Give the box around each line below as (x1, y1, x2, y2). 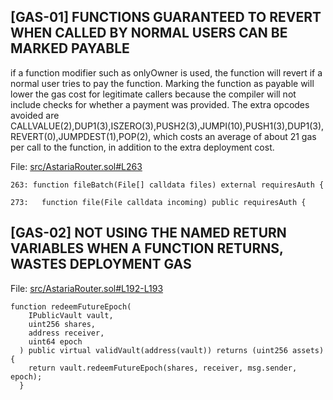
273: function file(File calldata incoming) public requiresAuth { (10, 197, 307, 207)
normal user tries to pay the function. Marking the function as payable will (10, 77, 315, 89)
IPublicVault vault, (28, 310, 114, 320)
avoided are (10, 109, 60, 121)
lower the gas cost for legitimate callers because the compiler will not (10, 88, 297, 100)
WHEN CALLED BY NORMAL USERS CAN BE (10, 25, 288, 42)
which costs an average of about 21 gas (153, 130, 317, 142)
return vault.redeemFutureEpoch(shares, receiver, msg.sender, (28, 363, 298, 373)
